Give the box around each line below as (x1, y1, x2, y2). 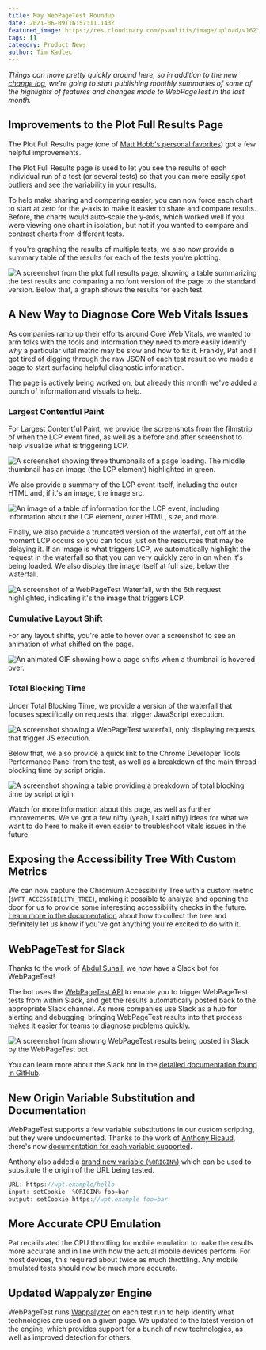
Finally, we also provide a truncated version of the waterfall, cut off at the (8, 527, 247, 537)
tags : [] (8, 33, 37, 42)
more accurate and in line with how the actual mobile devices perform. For (8, 1246, 251, 1256)
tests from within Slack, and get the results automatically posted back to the (8, 995, 256, 1006)
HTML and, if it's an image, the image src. (8, 488, 145, 497)
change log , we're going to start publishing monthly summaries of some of (8, 78, 253, 88)
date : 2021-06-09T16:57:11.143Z (8, 19, 115, 27)
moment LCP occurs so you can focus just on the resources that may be (8, 535, 244, 545)
